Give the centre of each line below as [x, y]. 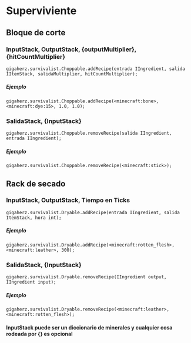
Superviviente [41, 11]
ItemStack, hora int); [34, 218]
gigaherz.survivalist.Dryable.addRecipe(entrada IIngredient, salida [93, 212]
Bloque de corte [36, 33]
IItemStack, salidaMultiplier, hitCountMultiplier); [72, 74]
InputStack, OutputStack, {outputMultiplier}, [71, 49]
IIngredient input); [31, 282]
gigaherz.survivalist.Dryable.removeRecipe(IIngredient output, [86, 277]
